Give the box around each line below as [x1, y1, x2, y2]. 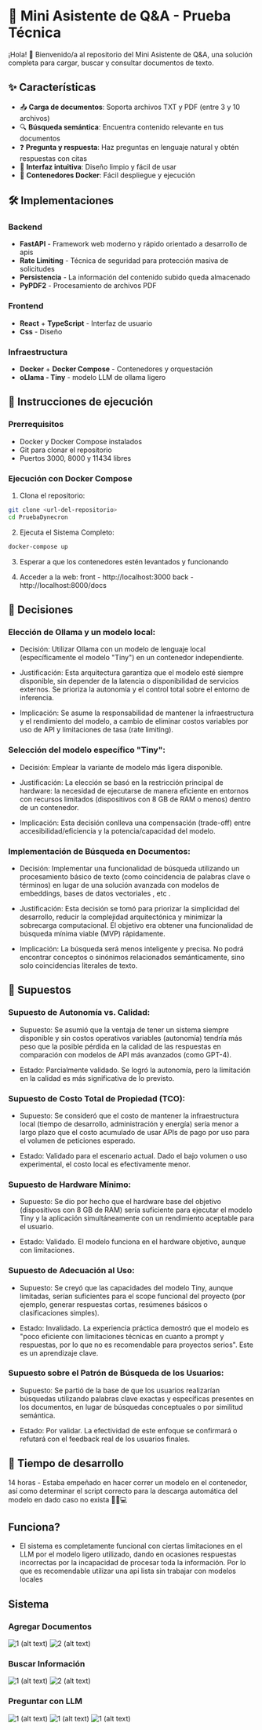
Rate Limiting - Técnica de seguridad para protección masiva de [19, 256, 229, 265]
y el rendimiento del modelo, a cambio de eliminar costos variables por [19, 717, 249, 726]
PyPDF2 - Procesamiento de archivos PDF [19, 281, 157, 290]
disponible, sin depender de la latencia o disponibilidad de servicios [19, 677, 239, 686]
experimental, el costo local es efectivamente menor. [19, 1159, 191, 1169]
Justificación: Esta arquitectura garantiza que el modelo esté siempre [19, 668, 244, 677]
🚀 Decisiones [8, 604, 74, 617]
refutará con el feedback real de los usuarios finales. [19, 1434, 191, 1443]
